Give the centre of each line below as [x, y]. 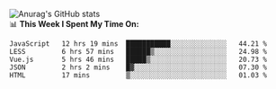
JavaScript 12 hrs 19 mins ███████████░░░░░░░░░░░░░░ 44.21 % [138, 44]
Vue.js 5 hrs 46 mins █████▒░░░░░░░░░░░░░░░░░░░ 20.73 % [138, 59]
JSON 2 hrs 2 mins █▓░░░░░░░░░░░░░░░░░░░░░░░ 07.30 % [138, 67]
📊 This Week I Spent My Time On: [74, 24]
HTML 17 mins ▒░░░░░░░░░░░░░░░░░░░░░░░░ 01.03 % [138, 76]
